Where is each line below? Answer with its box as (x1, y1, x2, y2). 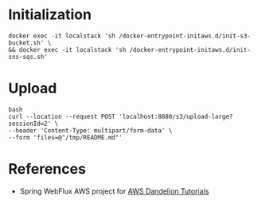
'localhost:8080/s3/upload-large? (118, 112, 233, 120)
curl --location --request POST (8, 112, 115, 120)
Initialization (8, 6, 92, 24)
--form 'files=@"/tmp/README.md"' (8, 133, 123, 141)
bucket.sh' (8, 38, 45, 47)
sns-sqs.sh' (8, 53, 48, 61)
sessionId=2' (8, 120, 52, 127)
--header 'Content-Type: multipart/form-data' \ (8, 126, 173, 135)
